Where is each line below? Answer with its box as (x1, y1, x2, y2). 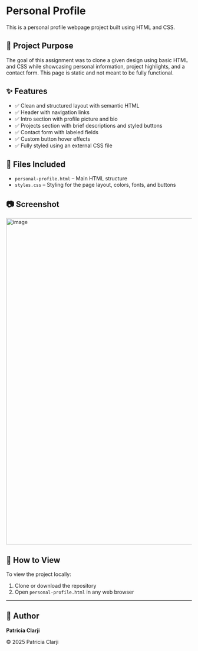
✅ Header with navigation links (14, 108, 90, 116)
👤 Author (6, 611, 39, 621)
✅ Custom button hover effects (14, 135, 90, 142)
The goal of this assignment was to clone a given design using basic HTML (6, 56, 189, 63)
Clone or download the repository (14, 582, 97, 589)
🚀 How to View (6, 555, 61, 565)
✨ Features (6, 86, 48, 96)
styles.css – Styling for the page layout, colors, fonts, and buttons (14, 182, 176, 189)
